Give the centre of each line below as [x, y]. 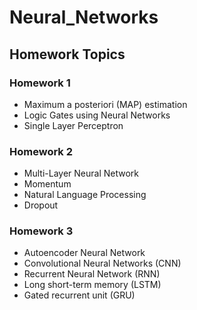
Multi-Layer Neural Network [81, 173]
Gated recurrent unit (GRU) [79, 295]
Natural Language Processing [85, 195]
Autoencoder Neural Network [84, 253]
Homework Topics [67, 54]
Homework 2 [41, 151]
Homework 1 [40, 83]
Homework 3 [41, 231]
